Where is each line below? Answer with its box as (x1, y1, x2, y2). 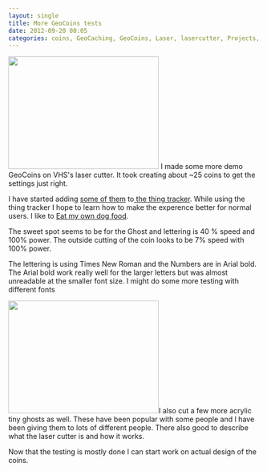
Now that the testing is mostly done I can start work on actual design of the (8, 447, 257, 457)
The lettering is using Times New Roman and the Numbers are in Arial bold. (8, 260, 257, 269)
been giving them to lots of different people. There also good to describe (8, 423, 249, 433)
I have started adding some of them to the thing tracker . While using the (8, 194, 246, 204)
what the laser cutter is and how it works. (8, 432, 145, 441)
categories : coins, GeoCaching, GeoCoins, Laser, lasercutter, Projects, (8, 34, 261, 42)
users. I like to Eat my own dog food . (8, 211, 129, 221)
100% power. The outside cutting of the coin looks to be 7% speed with (8, 235, 245, 245)
